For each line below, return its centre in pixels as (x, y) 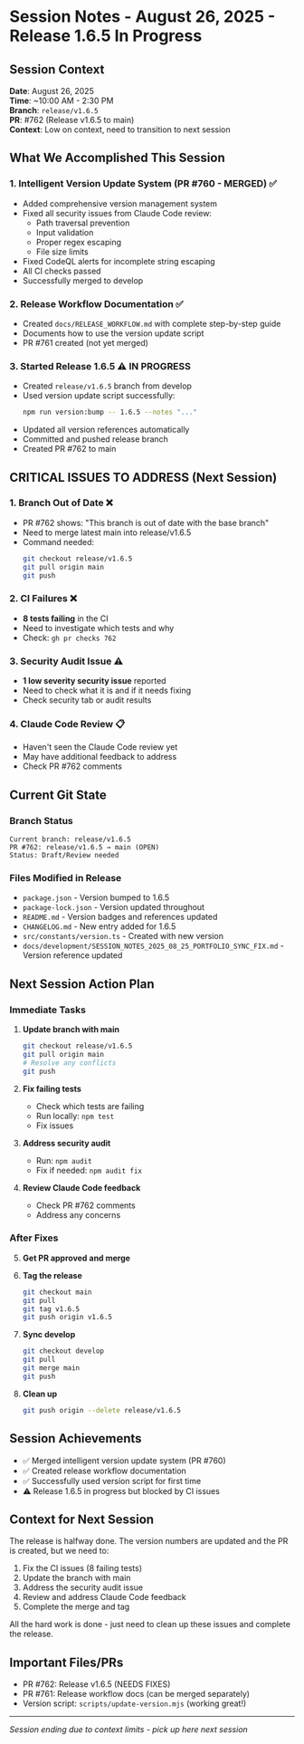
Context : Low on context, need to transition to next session (120, 129)
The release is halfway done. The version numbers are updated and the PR (149, 1541)
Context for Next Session (82, 1519)
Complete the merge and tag (76, 1607)
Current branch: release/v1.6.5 (70, 839)
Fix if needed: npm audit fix (89, 1170)
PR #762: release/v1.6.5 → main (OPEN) (85, 848)
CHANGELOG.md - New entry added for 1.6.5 (99, 926)
